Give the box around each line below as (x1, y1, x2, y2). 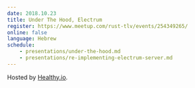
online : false (7, 29, 48, 36)
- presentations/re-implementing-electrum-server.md (19, 55, 173, 61)
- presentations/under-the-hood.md (19, 48, 121, 55)
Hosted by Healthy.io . (7, 73, 68, 81)
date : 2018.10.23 (7, 10, 57, 17)
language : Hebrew (7, 35, 57, 42)
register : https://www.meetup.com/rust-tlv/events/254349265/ (7, 23, 188, 29)
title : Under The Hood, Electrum (7, 16, 103, 23)
